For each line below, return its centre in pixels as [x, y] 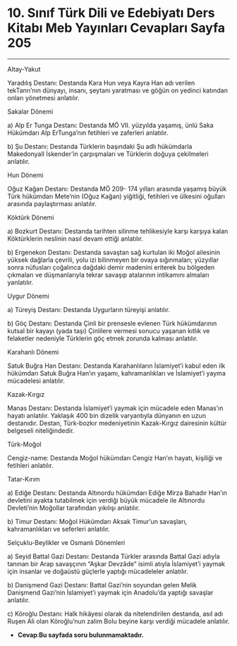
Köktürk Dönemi [31, 217]
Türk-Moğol [24, 444]
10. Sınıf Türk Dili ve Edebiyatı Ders [111, 13]
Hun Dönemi [25, 175]
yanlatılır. [20, 282]
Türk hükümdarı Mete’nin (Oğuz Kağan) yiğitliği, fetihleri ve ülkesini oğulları [116, 196]
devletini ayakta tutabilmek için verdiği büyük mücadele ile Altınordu [106, 500]
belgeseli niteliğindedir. [41, 430]
